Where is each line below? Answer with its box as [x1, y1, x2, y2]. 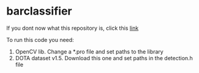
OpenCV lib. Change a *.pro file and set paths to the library [15, 47, 163, 55]
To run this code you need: [6, 36, 75, 43]
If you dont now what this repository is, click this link [6, 24, 139, 32]
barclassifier [6, 4, 72, 18]
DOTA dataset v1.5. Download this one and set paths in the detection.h [15, 54, 193, 61]
